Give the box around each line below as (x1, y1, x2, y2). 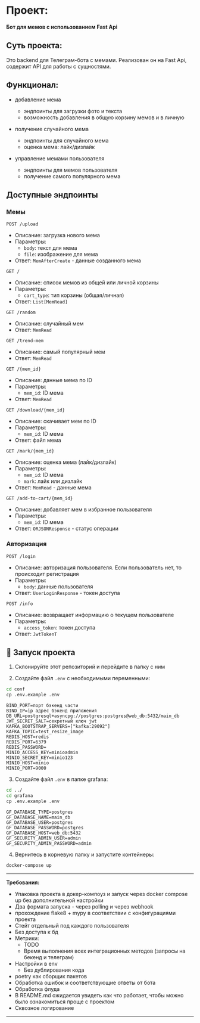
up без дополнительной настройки (14, 897, 104, 904)
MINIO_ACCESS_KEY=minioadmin (6, 749, 79, 756)
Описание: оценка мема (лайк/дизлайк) (14, 458, 117, 466)
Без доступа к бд (14, 928, 58, 935)
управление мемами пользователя (14, 154, 105, 162)
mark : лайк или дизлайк (23, 478, 83, 485)
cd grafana (6, 792, 33, 799)
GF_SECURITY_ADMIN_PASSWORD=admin (6, 840, 92, 847)
